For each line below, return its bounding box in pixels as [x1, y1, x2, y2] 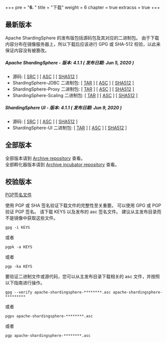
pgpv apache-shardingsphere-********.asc [5, 314, 93, 319]
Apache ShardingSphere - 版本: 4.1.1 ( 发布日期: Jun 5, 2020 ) [5, 60, 134, 66]
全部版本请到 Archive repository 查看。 [5, 155, 86, 161]
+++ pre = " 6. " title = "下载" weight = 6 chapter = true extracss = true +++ [5, 5, 160, 10]
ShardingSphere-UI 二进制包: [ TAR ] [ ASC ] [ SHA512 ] [12, 125, 127, 131]
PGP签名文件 [5, 192, 32, 198]
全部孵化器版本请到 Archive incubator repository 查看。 [5, 161, 119, 167]
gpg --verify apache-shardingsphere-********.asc [5, 290, 111, 295]
